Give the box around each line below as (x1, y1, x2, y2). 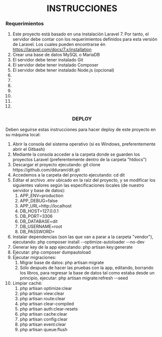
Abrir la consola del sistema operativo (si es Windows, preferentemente (12, 141, 156, 147)
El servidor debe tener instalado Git (12, 57, 83, 63)
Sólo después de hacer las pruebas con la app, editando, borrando (19, 265, 154, 271)
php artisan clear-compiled (19, 301, 74, 306)
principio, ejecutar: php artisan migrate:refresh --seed (19, 275, 128, 281)
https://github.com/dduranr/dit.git (12, 167, 80, 173)
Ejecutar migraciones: (12, 254, 56, 260)
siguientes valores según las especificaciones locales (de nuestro (12, 182, 145, 188)
